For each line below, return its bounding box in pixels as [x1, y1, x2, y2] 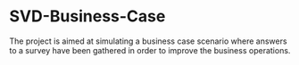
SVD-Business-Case [9, 6, 166, 27]
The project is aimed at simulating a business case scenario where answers [9, 36, 287, 46]
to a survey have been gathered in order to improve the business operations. [9, 45, 291, 55]
